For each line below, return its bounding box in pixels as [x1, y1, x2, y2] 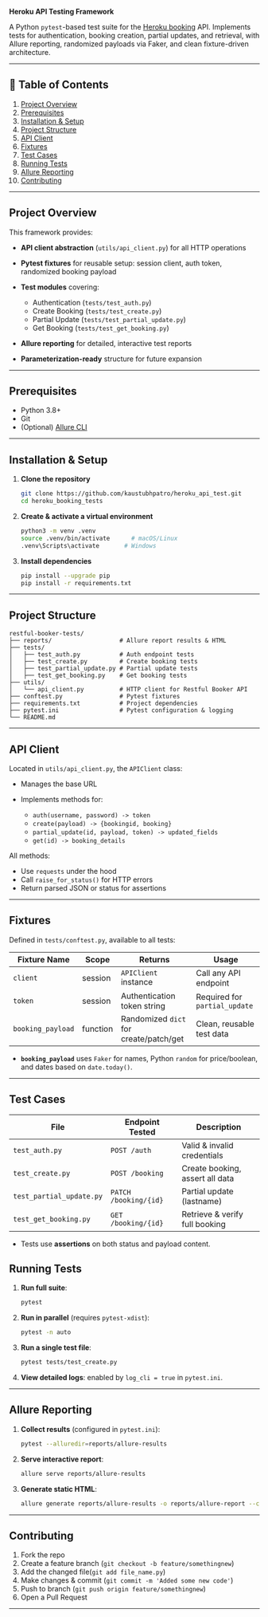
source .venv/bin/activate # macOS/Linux [20, 534, 178, 542]
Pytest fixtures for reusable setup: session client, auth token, [20, 258, 223, 268]
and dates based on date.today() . [20, 1062, 133, 1072]
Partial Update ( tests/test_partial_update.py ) [32, 314, 186, 324]
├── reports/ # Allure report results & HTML [9, 637, 227, 645]
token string [120, 1000, 166, 1011]
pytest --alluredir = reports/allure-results [20, 1439, 168, 1448]
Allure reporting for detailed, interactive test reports [20, 338, 192, 348]
